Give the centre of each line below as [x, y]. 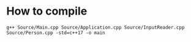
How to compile [47, 11]
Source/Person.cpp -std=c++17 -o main [56, 33]
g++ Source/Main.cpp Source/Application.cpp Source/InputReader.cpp [95, 27]
